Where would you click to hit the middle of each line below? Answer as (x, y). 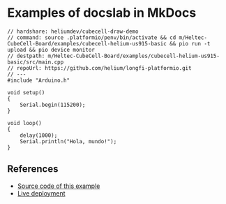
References (33, 169)
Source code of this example (59, 186)
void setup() (26, 92)
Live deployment (41, 193)
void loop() (24, 123)
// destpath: (26, 56)
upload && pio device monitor (51, 50)
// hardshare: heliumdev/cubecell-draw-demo (73, 31)
